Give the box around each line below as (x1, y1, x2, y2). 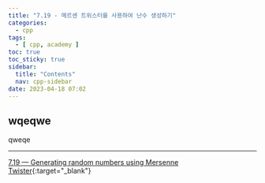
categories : (8, 19, 47, 27)
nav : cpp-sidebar (15, 77, 73, 85)
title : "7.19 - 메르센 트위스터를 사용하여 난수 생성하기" (8, 11, 177, 20)
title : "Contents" (15, 70, 77, 78)
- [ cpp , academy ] (15, 41, 80, 49)
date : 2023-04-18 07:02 (8, 84, 87, 93)
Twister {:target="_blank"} (8, 166, 92, 176)
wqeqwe (8, 114, 51, 127)
